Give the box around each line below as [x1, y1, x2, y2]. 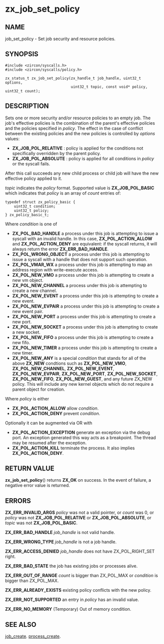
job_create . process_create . [5, 633, 61, 639]
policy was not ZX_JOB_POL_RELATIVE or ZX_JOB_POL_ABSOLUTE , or [5, 515, 152, 521]
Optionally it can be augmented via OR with [5, 420, 93, 426]
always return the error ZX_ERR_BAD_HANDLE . [12, 246, 109, 252]
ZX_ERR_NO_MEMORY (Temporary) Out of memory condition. [5, 606, 131, 612]
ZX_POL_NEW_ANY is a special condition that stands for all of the [12, 355, 146, 361]
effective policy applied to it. [5, 175, 62, 181]
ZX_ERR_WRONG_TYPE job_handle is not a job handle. [5, 539, 117, 545]
